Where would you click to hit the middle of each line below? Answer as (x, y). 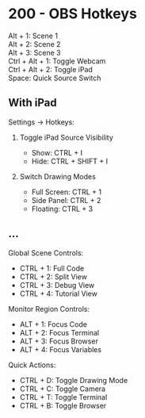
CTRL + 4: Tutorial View (58, 293)
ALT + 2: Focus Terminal (59, 332)
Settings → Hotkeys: (42, 122)
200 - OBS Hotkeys (72, 14)
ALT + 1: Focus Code (53, 324)
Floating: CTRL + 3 (62, 209)
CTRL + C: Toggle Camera (62, 389)
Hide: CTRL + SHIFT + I (70, 161)
